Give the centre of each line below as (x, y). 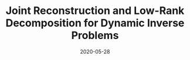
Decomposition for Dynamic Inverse (95, 23)
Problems (95, 36)
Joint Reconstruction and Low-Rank (95, 11)
